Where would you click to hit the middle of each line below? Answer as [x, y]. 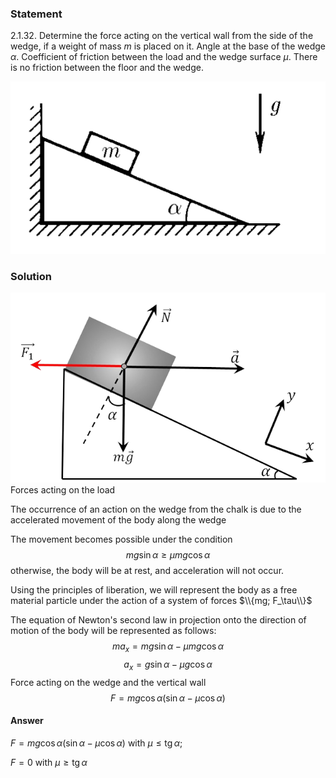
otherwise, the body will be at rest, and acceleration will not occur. [147, 571]
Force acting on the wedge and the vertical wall [108, 682]
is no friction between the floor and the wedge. [107, 68]
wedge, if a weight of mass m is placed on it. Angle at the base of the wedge [168, 46]
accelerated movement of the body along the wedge [118, 520]
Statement [36, 14]
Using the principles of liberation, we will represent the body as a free [154, 590]
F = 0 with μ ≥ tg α [49, 763]
